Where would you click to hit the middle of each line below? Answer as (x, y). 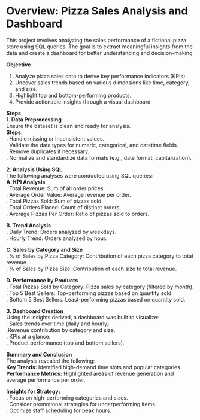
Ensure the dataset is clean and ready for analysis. (69, 126)
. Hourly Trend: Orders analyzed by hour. (57, 238)
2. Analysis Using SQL (34, 169)
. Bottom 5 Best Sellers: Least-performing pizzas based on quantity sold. (96, 299)
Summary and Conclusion (39, 354)
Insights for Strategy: (34, 391)
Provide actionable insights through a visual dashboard (83, 101)
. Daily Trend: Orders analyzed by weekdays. (61, 232)
